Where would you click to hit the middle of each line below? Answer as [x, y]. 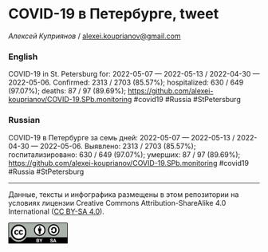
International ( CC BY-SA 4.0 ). [57, 211]
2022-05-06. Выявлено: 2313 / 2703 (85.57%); [118, 146]
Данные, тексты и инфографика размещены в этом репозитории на [124, 194]
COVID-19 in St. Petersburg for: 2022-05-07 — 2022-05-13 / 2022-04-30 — [134, 74]
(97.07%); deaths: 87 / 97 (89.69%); [67, 91]
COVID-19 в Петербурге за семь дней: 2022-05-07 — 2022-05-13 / [122, 137]
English [23, 57]
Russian [24, 120]
